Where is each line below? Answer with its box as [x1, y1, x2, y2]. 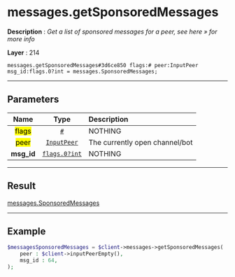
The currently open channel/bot [88, 137, 193, 147]
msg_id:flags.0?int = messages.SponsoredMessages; [7, 68, 158, 75]
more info [7, 34, 35, 43]
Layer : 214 [7, 48, 40, 57]
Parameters [7, 94, 59, 106]
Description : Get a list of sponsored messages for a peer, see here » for [7, 27, 218, 36]
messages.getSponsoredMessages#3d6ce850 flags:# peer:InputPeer [7, 62, 199, 69]
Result [7, 180, 36, 192]
